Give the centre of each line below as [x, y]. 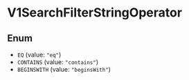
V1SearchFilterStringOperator [94, 13]
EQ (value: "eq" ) [39, 54]
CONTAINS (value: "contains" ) [58, 62]
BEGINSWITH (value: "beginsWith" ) [64, 69]
